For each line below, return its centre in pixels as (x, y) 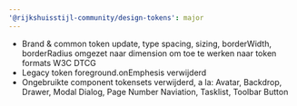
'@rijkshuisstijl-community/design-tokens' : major (106, 18)
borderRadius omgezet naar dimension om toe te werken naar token (149, 53)
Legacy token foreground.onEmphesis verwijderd (114, 72)
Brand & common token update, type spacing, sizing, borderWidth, (146, 43)
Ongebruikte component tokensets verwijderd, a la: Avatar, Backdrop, (152, 82)
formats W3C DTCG (59, 63)
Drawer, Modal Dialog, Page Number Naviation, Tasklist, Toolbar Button (155, 92)
